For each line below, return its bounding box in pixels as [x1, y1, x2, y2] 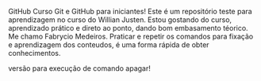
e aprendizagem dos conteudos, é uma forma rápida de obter [8, 40, 209, 50]
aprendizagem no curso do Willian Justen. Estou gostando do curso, [8, 15, 232, 24]
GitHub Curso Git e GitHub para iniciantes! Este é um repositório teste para [8, 7, 252, 16]
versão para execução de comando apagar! [8, 64, 151, 73]
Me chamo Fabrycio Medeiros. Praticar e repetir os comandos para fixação [8, 31, 254, 41]
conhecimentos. [8, 49, 61, 57]
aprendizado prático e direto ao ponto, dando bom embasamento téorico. [8, 24, 248, 32]
